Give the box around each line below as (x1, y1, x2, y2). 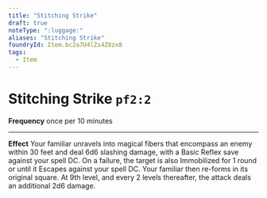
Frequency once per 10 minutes (8, 116, 113, 125)
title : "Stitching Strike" (8, 11, 98, 20)
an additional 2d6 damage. (8, 181, 96, 190)
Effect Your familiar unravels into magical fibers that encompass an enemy (8, 139, 253, 148)
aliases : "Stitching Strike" (8, 33, 105, 42)
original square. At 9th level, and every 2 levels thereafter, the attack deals (8, 172, 252, 182)
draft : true (8, 19, 48, 27)
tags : (8, 48, 26, 56)
